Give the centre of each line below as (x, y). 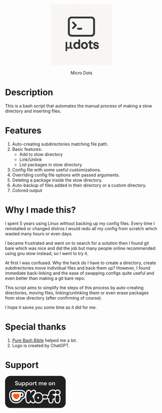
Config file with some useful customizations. (57, 170)
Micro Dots (81, 73)
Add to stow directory (41, 154)
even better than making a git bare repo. (45, 278)
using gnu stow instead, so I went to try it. (47, 253)
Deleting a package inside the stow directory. (57, 180)
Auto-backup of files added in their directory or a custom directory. (79, 185)
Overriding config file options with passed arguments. (66, 175)
